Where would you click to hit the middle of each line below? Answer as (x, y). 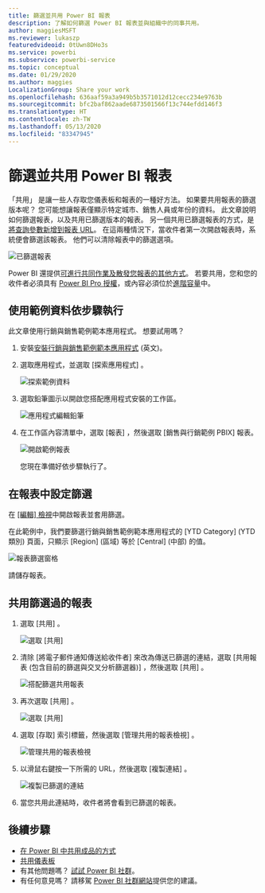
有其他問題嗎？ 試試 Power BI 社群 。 (79, 870)
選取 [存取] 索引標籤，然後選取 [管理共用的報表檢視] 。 (109, 735)
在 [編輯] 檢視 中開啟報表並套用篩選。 (69, 515)
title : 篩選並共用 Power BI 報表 (59, 16)
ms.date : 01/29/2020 (43, 75)
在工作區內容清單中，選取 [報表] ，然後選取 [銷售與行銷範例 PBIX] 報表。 (139, 433)
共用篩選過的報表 (50, 603)
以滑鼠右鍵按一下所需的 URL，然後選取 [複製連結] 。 (105, 768)
